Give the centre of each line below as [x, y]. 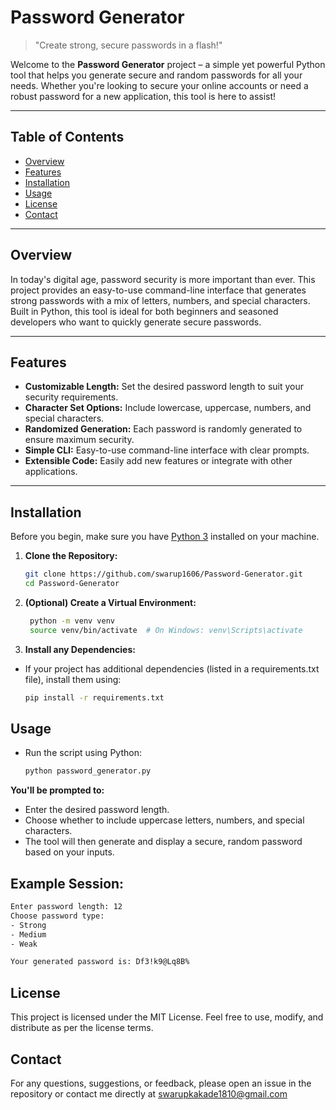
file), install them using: [73, 679]
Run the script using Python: [83, 753]
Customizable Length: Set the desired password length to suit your [164, 387]
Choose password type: [57, 916]
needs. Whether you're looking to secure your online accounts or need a [159, 85]
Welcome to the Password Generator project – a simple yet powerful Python [168, 64]
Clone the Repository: [71, 556]
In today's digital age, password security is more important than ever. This [163, 279]
